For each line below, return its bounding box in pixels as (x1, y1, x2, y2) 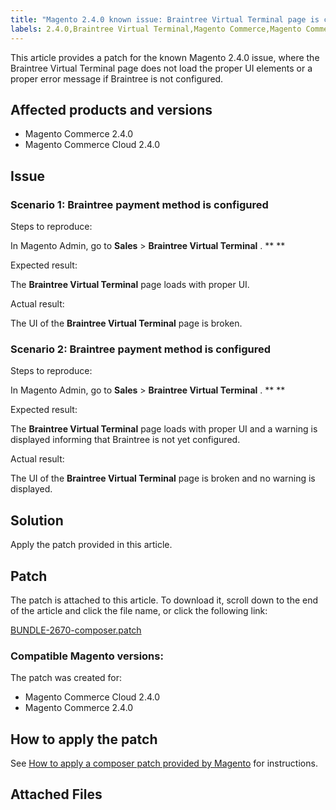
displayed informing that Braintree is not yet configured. (10, 434, 241, 446)
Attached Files (10, 786, 103, 803)
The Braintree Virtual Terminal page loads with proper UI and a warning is (10, 423, 318, 435)
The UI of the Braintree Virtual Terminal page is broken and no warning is (10, 472, 316, 485)
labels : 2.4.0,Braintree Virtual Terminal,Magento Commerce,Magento (10, 24, 302, 34)
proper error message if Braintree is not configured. (10, 72, 224, 85)
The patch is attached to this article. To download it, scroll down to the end (10, 594, 319, 606)
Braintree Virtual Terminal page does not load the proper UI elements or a (10, 62, 313, 74)
